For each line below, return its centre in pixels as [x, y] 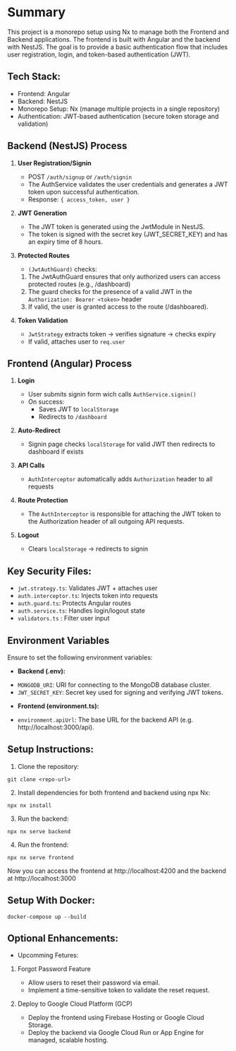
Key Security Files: [49, 571]
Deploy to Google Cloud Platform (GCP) [75, 1004]
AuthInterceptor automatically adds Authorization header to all [120, 479]
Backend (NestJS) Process [67, 146]
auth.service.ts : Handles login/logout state [81, 611]
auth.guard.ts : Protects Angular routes [74, 603]
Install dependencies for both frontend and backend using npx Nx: [114, 792]
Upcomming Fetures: [48, 956]
